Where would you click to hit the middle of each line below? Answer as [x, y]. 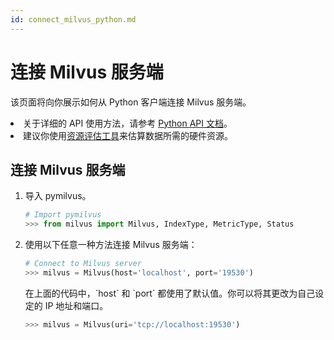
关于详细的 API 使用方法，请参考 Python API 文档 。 [128, 123]
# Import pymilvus [63, 215]
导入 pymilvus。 [58, 196]
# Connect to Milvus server [83, 264]
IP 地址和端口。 [76, 305]
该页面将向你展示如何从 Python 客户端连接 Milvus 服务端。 [131, 102]
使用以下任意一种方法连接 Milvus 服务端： [111, 245]
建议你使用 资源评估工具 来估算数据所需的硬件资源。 [128, 135]
